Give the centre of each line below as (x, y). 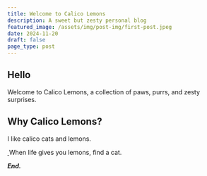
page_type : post (31, 46)
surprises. (22, 99)
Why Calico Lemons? (55, 121)
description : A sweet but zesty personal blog (77, 20)
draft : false (26, 40)
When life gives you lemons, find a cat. (65, 152)
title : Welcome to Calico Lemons (57, 14)
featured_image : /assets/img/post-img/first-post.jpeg (90, 27)
